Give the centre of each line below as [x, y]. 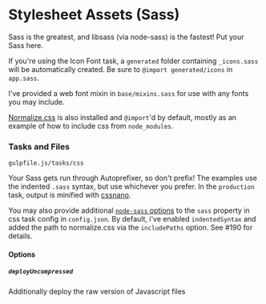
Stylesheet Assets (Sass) [94, 15]
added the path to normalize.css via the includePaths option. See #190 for [131, 228]
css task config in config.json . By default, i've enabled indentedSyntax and [132, 219]
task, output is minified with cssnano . [70, 195]
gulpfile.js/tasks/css [46, 163]
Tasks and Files [39, 146]
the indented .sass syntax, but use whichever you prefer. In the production [131, 186]
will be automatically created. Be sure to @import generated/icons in [121, 69]
